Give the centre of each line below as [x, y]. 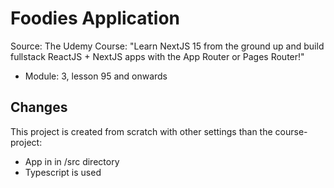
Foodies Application [95, 18]
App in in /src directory [72, 161]
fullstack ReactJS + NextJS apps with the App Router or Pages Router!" [157, 56]
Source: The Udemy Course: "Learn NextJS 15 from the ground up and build [167, 46]
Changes [39, 107]
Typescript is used [63, 172]
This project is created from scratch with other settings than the [141, 131]
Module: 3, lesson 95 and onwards [96, 76]
